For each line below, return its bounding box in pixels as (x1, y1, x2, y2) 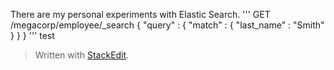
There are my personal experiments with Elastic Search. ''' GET (10, 9, 271, 20)
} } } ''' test (10, 30, 55, 41)
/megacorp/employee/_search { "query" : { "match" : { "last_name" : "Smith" (10, 19, 325, 31)
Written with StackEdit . (34, 49, 130, 61)
